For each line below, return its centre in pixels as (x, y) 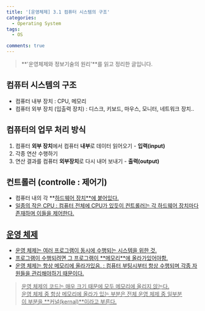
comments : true (26, 46)
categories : (21, 18)
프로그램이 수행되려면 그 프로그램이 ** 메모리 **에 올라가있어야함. (92, 258)
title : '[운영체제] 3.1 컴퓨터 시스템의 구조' (58, 12)
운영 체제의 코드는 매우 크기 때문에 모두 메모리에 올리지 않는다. (95, 287)
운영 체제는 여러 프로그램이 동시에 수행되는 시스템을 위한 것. (86, 250)
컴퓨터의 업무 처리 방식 (46, 130)
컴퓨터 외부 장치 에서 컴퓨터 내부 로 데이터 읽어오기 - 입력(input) (90, 146)
